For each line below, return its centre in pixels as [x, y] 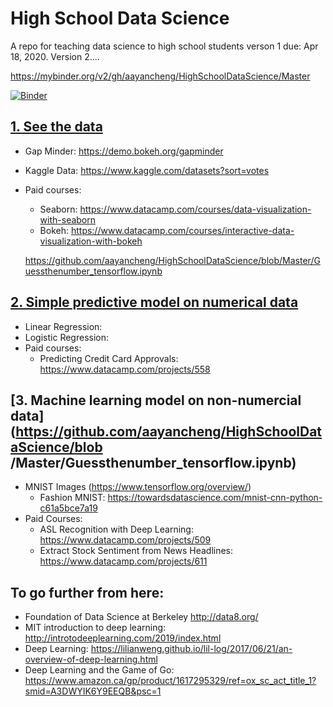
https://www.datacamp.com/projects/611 [123, 561]
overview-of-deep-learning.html [91, 659]
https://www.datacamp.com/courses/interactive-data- [182, 230]
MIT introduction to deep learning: [95, 628]
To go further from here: [87, 592]
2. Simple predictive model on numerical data [154, 302]
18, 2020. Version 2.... [55, 56]
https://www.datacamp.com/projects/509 [125, 540]
